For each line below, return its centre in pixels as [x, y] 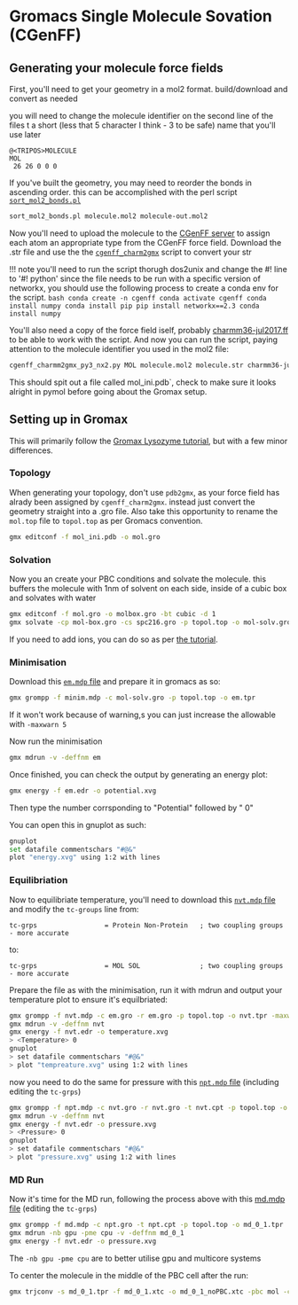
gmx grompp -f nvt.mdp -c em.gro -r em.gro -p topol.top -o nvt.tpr [138, 1016]
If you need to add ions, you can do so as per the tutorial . [114, 639]
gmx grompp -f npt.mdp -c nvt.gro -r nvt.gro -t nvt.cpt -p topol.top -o [149, 1107]
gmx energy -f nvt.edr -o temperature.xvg [89, 1032]
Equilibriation [39, 880]
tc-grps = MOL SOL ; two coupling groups [146, 965]
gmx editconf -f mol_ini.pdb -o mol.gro [85, 537]
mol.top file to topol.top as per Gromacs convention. [106, 520]
